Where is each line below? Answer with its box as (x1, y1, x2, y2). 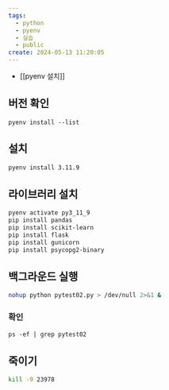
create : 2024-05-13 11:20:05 (8, 48, 105, 56)
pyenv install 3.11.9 (8, 164, 80, 172)
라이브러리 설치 (8, 187, 79, 201)
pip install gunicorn (8, 238, 80, 246)
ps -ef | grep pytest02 (8, 330, 87, 338)
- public (15, 41, 44, 49)
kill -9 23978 (8, 376, 56, 384)
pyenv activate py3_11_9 (8, 209, 90, 217)
